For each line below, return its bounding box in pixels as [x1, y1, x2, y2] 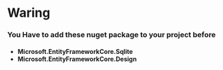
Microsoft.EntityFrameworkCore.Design [17, 55, 137, 63]
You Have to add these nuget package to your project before [7, 30, 216, 40]
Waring [7, 5, 50, 21]
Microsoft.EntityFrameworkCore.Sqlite [17, 47, 134, 55]
